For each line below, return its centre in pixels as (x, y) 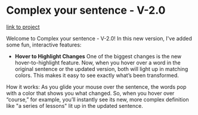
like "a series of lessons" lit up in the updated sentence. (75, 105)
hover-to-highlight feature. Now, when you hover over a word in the (98, 63)
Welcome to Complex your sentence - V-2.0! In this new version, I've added (99, 38)
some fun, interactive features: (44, 45)
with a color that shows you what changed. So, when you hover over (90, 93)
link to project (23, 27)
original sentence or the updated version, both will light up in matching (101, 69)
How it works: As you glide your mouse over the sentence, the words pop (96, 86)
